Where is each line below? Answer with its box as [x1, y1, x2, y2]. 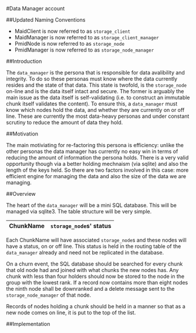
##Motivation [6, 130, 39, 137]
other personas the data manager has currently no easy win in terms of [6, 148, 178, 155]
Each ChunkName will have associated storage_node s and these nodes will [6, 237, 187, 243]
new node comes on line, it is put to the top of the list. [6, 309, 136, 316]
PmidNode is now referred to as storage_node [14, 40, 125, 47]
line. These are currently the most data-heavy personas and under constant [6, 113, 190, 120]
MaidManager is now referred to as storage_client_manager [14, 34, 160, 40]
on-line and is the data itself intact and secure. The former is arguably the [6, 88, 184, 94]
